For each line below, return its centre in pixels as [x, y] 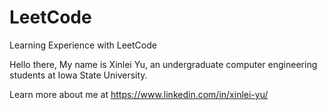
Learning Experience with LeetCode [83, 45]
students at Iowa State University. [78, 75]
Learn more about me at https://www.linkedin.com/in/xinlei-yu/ [139, 94]
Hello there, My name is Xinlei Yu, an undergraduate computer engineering [163, 64]
